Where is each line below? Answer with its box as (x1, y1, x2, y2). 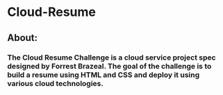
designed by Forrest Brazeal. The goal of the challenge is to (7, 61, 212, 71)
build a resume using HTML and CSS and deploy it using (7, 70, 200, 80)
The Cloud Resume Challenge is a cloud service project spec (7, 53, 217, 62)
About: (7, 32, 38, 44)
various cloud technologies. (7, 78, 104, 88)
